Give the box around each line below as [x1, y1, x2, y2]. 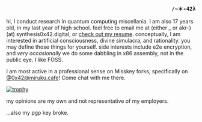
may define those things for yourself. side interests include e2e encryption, [6, 43, 192, 50]
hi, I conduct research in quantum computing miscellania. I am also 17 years [6, 18, 194, 25]
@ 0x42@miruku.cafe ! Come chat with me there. [6, 74, 126, 82]
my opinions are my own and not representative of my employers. [6, 97, 169, 105]
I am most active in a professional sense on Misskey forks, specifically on [6, 68, 188, 75]
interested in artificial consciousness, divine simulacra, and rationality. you [6, 37, 191, 44]
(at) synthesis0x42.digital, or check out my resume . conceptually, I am [6, 31, 181, 38]
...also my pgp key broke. [6, 109, 69, 117]
